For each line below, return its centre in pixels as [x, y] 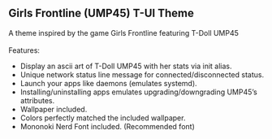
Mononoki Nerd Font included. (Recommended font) [107, 126]
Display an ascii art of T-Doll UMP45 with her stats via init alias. [126, 66]
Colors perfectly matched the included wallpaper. [103, 118]
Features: [24, 50]
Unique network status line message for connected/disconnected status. [142, 74]
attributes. [37, 100]
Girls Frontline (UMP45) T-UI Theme [101, 13]
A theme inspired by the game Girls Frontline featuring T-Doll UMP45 [124, 33]
